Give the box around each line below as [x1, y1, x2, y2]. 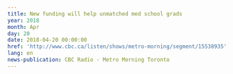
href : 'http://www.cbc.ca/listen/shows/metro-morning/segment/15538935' [7, 43, 227, 50]
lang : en [7, 50, 33, 57]
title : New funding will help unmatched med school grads [7, 10, 183, 18]
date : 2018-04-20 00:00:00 [7, 37, 87, 44]
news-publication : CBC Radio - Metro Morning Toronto [7, 56, 170, 63]
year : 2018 [7, 17, 40, 24]
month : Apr [7, 23, 40, 30]
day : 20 [7, 30, 31, 37]
